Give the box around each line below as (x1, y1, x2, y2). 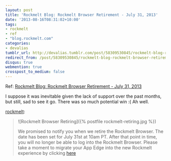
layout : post (5, 7, 33, 13)
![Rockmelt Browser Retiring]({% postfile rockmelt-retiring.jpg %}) (17, 119, 157, 124)
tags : (5, 21, 17, 27)
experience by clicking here (17, 150, 76, 156)
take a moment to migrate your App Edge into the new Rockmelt (17, 145, 152, 151)
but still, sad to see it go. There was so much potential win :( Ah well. (5, 99, 149, 105)
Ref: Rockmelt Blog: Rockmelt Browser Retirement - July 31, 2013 (5, 83, 142, 89)
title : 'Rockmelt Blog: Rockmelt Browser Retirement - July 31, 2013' (5, 12, 158, 17)
